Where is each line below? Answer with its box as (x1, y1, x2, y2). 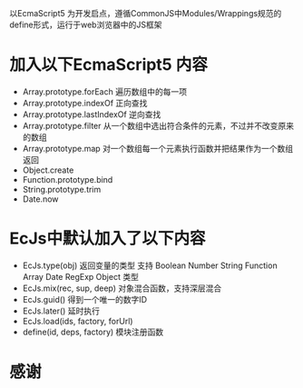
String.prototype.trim (22, 184, 102, 194)
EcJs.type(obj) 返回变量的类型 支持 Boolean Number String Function (22, 260, 279, 271)
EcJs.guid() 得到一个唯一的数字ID (22, 293, 148, 304)
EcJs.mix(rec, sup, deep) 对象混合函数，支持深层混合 (22, 283, 222, 293)
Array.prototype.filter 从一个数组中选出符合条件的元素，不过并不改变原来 (22, 120, 295, 131)
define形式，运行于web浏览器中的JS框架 (9, 19, 162, 30)
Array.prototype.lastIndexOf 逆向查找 (22, 108, 161, 120)
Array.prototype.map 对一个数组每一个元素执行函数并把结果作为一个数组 (22, 143, 294, 154)
